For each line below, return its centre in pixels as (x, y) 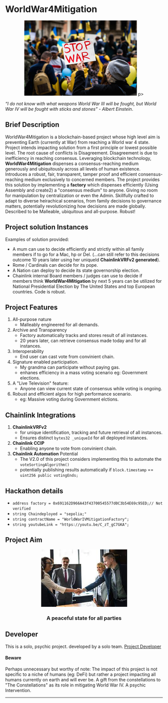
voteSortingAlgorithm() (45, 465)
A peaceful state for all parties (84, 618)
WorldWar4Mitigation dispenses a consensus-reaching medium (72, 163)
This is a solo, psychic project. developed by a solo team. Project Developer (83, 646)
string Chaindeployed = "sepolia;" (49, 514)
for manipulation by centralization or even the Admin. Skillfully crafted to (79, 195)
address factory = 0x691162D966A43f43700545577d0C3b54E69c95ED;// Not (87, 503)
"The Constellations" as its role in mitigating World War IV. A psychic (75, 685)
